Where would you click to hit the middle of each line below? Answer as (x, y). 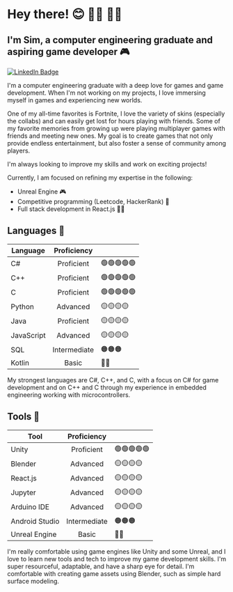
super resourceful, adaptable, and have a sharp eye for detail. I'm (101, 566)
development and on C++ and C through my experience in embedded (107, 387)
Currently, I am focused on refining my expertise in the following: (100, 178)
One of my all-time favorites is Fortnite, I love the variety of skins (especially (116, 114)
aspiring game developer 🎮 (69, 52)
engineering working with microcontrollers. (69, 395)
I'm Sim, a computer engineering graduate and (110, 40)
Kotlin (20, 363)
